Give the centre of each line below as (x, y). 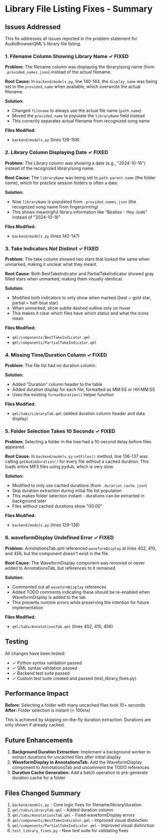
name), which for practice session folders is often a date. (62, 183)
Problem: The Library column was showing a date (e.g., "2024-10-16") (75, 163)
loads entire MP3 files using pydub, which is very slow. (60, 467)
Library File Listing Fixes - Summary (79, 9)
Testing (17, 642)
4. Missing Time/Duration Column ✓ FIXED (56, 355)
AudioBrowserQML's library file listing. (43, 44)
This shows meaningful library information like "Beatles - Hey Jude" (80, 212)
